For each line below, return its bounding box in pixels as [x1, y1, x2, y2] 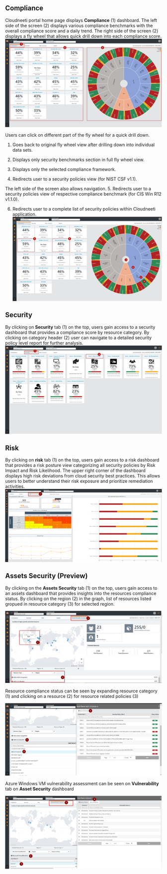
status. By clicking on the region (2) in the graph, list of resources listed [5, 596, 152, 602]
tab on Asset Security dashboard [5, 786, 74, 792]
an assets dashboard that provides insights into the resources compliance [5, 590, 157, 596]
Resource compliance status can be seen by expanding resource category [5, 688, 158, 694]
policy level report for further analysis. [5, 340, 83, 346]
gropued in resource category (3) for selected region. [5, 601, 115, 607]
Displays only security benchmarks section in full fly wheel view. [12, 157, 145, 163]
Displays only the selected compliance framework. [12, 167, 116, 173]
